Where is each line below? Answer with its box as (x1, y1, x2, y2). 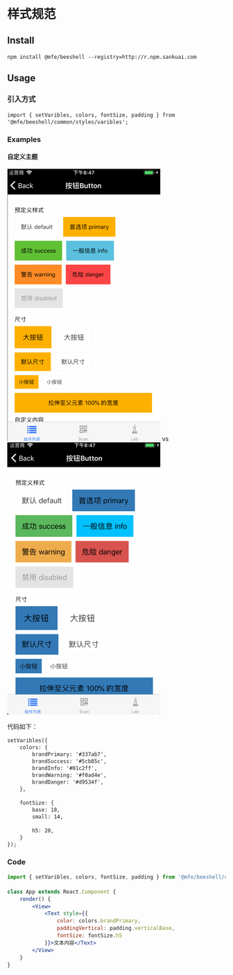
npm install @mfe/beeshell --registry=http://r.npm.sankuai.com (7, 53, 197, 60)
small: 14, (32, 813, 64, 820)
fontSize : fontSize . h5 (56, 932, 123, 940)
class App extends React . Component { (7, 888, 116, 895)
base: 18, (32, 806, 60, 813)
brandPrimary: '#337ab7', (32, 750, 107, 758)
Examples (7, 135, 42, 144)
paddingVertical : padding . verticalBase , (56, 925, 175, 932)
